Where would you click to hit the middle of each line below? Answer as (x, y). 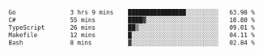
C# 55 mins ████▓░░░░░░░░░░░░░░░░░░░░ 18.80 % (131, 20)
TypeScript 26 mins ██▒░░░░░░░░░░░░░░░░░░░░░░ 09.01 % (131, 27)
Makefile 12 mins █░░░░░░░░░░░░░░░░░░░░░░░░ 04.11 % (131, 35)
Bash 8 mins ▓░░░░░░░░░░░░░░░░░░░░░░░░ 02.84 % (131, 42)
